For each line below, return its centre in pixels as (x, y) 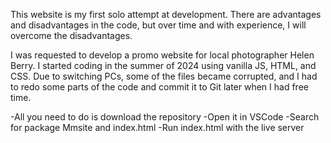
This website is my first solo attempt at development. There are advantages (166, 14)
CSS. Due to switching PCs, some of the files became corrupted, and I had (164, 76)
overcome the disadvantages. (71, 35)
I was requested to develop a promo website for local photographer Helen (162, 55)
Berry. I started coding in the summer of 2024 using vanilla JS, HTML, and (163, 65)
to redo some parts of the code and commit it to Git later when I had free (159, 87)
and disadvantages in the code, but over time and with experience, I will (158, 25)
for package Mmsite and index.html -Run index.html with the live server (157, 127)
